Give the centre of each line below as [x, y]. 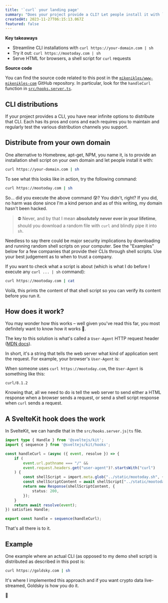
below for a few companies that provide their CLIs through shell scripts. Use [83, 251]
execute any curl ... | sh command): [45, 272]
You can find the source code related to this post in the [62, 78]
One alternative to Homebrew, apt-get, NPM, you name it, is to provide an [81, 155]
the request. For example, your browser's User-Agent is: [62, 359]
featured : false [22, 24]
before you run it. [23, 296]
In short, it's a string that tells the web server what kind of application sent [81, 353]
